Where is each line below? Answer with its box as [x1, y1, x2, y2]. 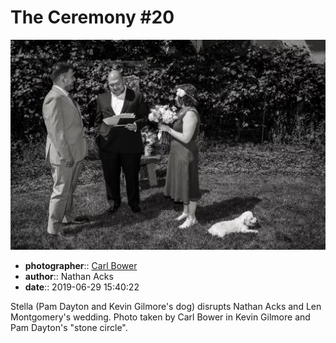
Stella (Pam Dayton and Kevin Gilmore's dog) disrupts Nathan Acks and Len [10, 300, 322, 312]
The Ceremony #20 [10, 6, 175, 29]
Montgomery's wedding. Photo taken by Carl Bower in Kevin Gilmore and [10, 311, 311, 323]
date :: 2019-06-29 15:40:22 [24, 281, 140, 293]
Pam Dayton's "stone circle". [10, 321, 128, 333]
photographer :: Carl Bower [24, 259, 138, 271]
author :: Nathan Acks [24, 270, 114, 282]
